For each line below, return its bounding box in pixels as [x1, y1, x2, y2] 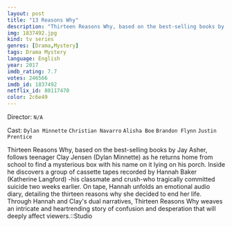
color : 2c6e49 [7, 94, 48, 101]
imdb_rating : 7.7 [7, 68, 57, 75]
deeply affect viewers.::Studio [7, 212, 93, 220]
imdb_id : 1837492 [7, 81, 57, 88]
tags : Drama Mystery [7, 49, 67, 56]
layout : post [7, 10, 45, 17]
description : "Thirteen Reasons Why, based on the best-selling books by [7, 23, 225, 30]
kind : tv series [7, 36, 54, 43]
